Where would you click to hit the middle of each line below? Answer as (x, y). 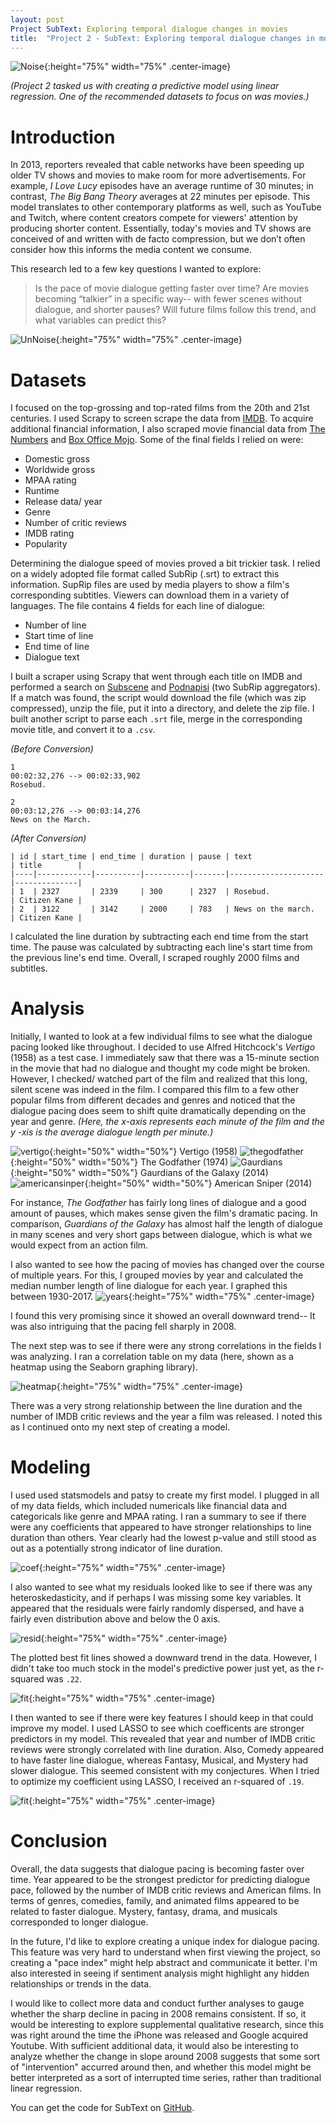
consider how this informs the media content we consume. (131, 250)
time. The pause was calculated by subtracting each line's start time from (161, 947)
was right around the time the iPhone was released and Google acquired (159, 2035)
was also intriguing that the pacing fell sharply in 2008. (123, 1327)
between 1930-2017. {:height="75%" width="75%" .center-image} (162, 1297)
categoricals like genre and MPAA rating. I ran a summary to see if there (158, 1517)
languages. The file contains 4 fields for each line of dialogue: (138, 606)
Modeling (50, 1467)
